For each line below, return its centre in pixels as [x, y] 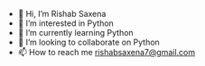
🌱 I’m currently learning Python [75, 33]
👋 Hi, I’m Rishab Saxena [62, 14]
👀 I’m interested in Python [66, 23]
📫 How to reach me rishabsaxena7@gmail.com [107, 52]
